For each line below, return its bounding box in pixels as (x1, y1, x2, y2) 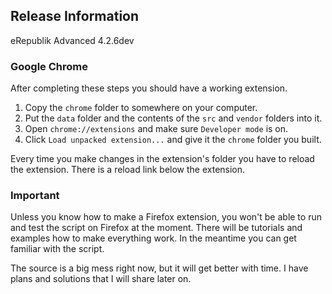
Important (10, 189, 60, 203)
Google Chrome (10, 59, 88, 73)
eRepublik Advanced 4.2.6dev (10, 34, 135, 46)
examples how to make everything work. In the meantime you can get (10, 232, 297, 244)
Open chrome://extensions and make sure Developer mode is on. (24, 123, 289, 135)
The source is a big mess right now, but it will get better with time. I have (10, 262, 309, 274)
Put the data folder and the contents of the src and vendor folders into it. (24, 112, 323, 124)
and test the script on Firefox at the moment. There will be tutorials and (10, 222, 303, 234)
